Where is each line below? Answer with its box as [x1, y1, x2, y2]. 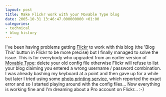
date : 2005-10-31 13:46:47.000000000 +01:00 [5, 16, 99, 21]
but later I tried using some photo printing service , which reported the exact [5, 76, 161, 82]
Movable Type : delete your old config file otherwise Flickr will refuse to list [5, 60, 158, 66]
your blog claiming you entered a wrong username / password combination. [5, 65, 161, 71]
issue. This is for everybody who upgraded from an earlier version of [5, 55, 147, 60]
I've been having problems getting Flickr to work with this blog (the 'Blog [5, 44, 155, 50]
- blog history [5, 30, 37, 35]
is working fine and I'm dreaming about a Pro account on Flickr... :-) [5, 87, 144, 92]
